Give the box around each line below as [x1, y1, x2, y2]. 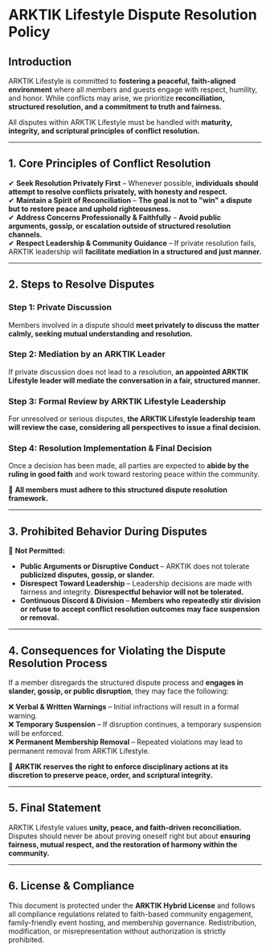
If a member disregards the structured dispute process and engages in [8, 678, 243, 688]
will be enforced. [8, 729, 64, 739]
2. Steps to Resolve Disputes [8, 278, 155, 292]
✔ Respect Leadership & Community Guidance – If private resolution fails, [8, 238, 257, 247]
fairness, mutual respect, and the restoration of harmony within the [8, 839, 238, 849]
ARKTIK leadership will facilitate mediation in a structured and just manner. [8, 246, 262, 256]
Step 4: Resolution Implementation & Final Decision [8, 443, 212, 454]
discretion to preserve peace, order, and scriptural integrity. [8, 771, 213, 780]
